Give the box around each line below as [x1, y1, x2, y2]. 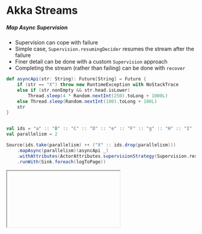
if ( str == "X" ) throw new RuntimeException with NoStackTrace [17, 82, 179, 88]
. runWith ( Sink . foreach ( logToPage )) [17, 158, 106, 165]
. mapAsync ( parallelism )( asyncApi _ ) [17, 148, 109, 154]
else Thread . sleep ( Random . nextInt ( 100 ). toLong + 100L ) [17, 98, 158, 104]
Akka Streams [6, 4, 78, 17]
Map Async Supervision [6, 23, 68, 31]
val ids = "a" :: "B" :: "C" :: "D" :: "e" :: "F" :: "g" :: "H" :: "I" [6, 125, 192, 132]
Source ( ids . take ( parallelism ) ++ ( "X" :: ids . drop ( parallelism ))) [6, 142, 176, 148]
